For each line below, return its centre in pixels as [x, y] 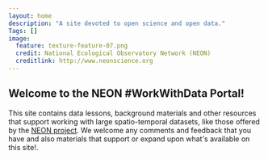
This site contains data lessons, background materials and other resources [132, 113]
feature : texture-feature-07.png [72, 46]
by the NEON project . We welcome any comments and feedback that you [130, 130]
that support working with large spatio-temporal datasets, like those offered [134, 121]
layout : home [30, 16]
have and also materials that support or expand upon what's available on [129, 139]
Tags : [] [23, 31]
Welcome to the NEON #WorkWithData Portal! [126, 94]
